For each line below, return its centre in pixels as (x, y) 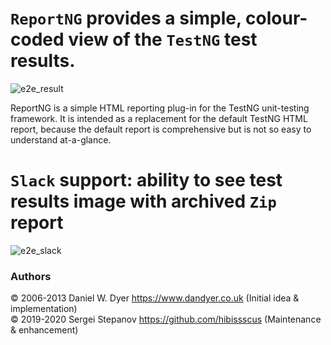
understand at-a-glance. (61, 139)
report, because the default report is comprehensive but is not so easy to (161, 129)
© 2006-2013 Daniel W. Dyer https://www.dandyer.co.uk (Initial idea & (155, 298)
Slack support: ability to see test (146, 180)
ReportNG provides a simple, (126, 18)
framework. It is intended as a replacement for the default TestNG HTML (159, 118)
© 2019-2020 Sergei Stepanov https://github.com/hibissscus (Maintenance (166, 319)
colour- (276, 18)
